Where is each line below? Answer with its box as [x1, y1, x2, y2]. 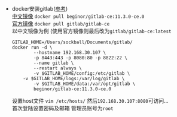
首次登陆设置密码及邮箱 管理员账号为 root [11, 105, 114, 112]
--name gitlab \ [33, 60, 74, 66]
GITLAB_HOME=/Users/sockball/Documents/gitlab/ [11, 39, 133, 45]
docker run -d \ [11, 45, 53, 50]
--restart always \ [33, 65, 82, 71]
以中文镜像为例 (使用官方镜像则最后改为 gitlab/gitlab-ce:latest [11, 27, 172, 34]
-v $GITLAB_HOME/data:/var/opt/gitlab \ [33, 81, 136, 87]
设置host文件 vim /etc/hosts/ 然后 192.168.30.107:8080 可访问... [11, 97, 169, 104]
